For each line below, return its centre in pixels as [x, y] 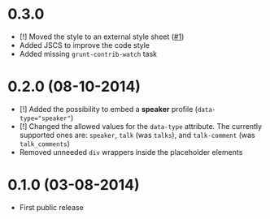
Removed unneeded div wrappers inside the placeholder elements [131, 152]
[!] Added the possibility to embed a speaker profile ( [109, 109]
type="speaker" [45, 118]
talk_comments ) [44, 144]
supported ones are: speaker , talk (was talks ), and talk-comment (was [137, 135]
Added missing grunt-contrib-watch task [88, 54]
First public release [52, 207]
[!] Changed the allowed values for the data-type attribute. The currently [140, 126]
